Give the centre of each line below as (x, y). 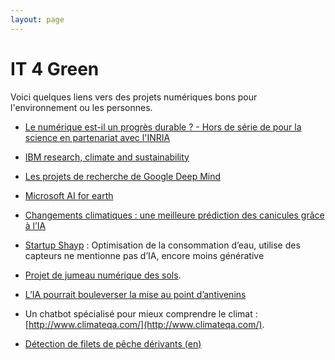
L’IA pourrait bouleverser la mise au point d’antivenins (135, 294)
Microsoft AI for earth (69, 195)
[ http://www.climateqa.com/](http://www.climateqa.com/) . (144, 324)
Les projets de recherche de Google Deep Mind (123, 176)
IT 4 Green (55, 68)
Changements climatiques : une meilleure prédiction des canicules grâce (174, 215)
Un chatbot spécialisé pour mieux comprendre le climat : (141, 313)
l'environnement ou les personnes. (81, 107)
